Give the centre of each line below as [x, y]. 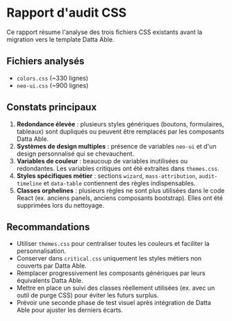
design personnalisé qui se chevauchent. [75, 154]
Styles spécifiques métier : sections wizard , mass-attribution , [107, 176]
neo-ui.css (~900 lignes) [52, 85]
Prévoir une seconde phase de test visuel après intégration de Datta [114, 303]
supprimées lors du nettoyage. [60, 205]
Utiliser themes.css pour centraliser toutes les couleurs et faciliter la [113, 244]
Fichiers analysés [45, 61]
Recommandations [48, 227]
